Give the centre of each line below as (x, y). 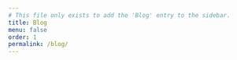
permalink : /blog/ (38, 44)
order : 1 (22, 37)
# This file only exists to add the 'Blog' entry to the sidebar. (119, 15)
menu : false (28, 30)
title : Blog (28, 23)
